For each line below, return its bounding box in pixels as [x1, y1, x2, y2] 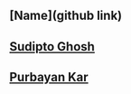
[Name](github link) [9, 8, 123, 23]
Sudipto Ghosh [9, 39, 95, 54]
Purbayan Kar [9, 70, 89, 85]
